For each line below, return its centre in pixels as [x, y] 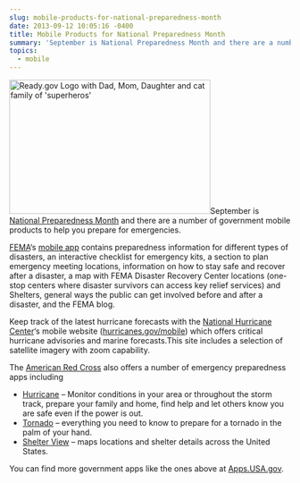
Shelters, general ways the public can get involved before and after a [136, 295]
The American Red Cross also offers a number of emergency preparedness [148, 367]
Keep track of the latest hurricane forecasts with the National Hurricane [141, 322]
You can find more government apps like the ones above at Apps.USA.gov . [146, 469]
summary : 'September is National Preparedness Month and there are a [142, 42]
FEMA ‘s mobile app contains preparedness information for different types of [149, 247]
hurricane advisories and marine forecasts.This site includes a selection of [146, 340]
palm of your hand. [57, 432]
